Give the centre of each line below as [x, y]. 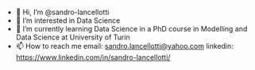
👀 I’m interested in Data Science [68, 20]
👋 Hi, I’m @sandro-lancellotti [62, 12]
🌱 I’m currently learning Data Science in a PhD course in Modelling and [131, 29]
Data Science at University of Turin [73, 37]
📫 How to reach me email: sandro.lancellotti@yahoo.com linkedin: [125, 46]
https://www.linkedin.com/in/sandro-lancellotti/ [93, 57]
